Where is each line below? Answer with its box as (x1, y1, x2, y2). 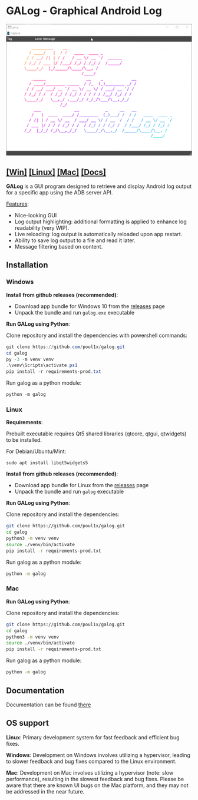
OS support (6, 718, 49, 728)
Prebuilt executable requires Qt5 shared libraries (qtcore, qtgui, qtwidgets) (6, 430, 187, 437)
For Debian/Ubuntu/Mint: (6, 448, 67, 455)
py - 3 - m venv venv (6, 356, 54, 362)
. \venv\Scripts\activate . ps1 (6, 362, 78, 369)
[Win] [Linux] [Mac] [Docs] (6, 167, 107, 177)
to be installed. (6, 437, 42, 444)
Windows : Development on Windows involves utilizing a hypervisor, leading (6, 751, 190, 758)
